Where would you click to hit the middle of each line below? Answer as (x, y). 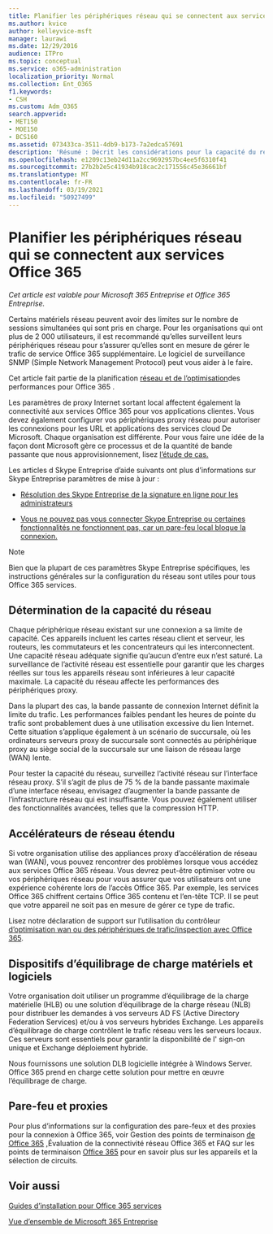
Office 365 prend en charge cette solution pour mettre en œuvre (117, 1072)
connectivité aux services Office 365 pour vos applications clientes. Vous (131, 411)
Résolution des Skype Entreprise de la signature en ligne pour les (129, 494)
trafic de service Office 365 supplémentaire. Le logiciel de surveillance (127, 354)
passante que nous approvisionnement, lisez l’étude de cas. (108, 454)
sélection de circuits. (43, 1160)
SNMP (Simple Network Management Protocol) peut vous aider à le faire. (131, 362)
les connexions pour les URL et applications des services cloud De (120, 428)
